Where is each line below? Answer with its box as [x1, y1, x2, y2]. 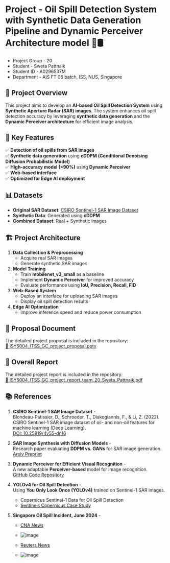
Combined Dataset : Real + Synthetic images [12, 218, 107, 224]
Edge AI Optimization [12, 304, 59, 310]
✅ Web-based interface [5, 170, 57, 176]
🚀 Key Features [5, 133, 55, 142]
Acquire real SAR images [20, 255, 73, 261]
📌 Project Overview [5, 88, 68, 98]
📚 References [5, 392, 52, 401]
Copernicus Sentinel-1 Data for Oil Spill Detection [20, 497, 124, 503]
